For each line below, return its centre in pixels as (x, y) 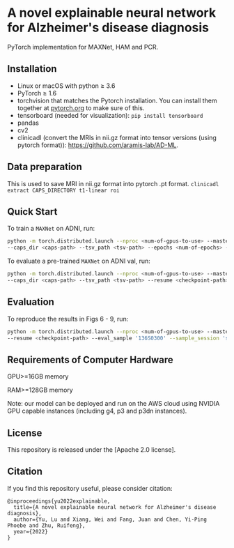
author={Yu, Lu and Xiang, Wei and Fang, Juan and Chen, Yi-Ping (110, 519)
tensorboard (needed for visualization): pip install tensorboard (110, 115)
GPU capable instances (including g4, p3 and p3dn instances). (97, 411)
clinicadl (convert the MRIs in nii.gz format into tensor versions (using (117, 137)
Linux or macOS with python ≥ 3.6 (66, 86)
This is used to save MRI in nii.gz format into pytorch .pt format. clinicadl (113, 183)
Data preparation (45, 167)
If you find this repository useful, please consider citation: (90, 488)
